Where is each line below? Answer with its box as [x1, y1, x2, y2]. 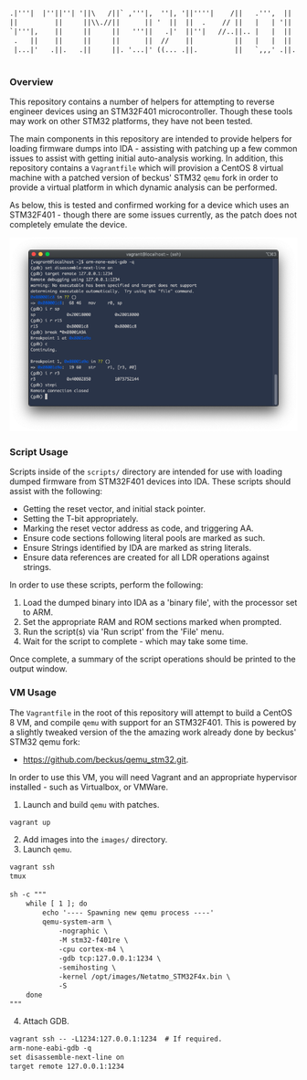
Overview [9, 75, 54, 88]
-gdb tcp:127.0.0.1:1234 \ [58, 954, 162, 963]
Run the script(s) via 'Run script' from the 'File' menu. [22, 626, 225, 638]
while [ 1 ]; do [26, 899, 89, 908]
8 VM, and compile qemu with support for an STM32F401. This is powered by [9, 716, 297, 727]
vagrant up [9, 818, 51, 827]
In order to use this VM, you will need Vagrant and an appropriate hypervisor [9, 771, 298, 782]
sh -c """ [9, 890, 48, 899]
